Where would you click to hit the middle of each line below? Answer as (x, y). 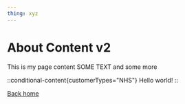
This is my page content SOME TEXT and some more (82, 67)
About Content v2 (59, 47)
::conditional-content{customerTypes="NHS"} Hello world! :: (93, 80)
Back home (23, 93)
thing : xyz (23, 13)
